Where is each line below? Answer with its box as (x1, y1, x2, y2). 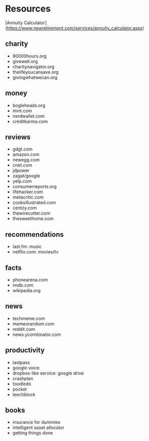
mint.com (12, 108, 32, 114)
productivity (5, 346, 45, 355)
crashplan (12, 375, 34, 381)
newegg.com (12, 157, 40, 163)
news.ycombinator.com (12, 331, 61, 337)
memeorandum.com (12, 320, 55, 327)
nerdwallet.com (12, 113, 45, 119)
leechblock (12, 391, 36, 397)
